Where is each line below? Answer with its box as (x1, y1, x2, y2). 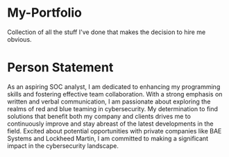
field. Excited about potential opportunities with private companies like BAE (7, 126, 222, 135)
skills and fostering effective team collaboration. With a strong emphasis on (7, 90, 223, 98)
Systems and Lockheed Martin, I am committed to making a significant (7, 134, 209, 142)
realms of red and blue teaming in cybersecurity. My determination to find (7, 104, 219, 113)
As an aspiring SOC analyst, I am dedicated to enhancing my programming (7, 82, 221, 91)
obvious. (7, 35, 33, 43)
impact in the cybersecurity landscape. (7, 141, 119, 150)
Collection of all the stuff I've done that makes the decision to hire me (7, 28, 206, 36)
